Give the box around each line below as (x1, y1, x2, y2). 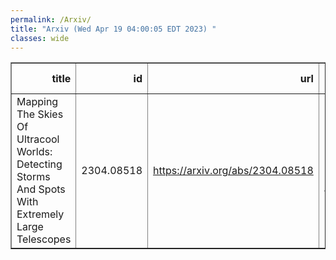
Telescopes (16, 232, 72, 246)
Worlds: (16, 145, 53, 159)
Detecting (16, 157, 63, 171)
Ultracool (16, 132, 60, 146)
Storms (16, 170, 51, 184)
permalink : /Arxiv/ (10, 14, 92, 25)
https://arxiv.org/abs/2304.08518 (153, 164, 314, 178)
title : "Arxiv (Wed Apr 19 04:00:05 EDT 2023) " (10, 24, 217, 34)
